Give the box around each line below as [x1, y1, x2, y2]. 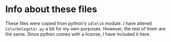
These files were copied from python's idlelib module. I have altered [5, 20, 152, 26]
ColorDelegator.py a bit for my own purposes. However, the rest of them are [5, 25, 166, 31]
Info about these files [5, 4, 97, 15]
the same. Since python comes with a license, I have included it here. [5, 31, 151, 37]
